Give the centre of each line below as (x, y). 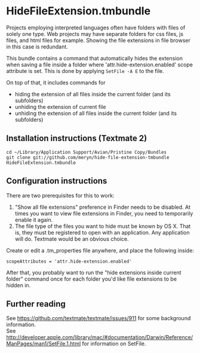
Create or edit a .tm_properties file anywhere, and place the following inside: (100, 250)
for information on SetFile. (114, 344)
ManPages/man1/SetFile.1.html (44, 344)
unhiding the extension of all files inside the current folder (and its (96, 113)
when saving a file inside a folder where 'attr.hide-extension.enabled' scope (99, 65)
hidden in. (19, 285)
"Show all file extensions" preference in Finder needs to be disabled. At (103, 207)
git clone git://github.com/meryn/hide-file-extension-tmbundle (88, 157)
